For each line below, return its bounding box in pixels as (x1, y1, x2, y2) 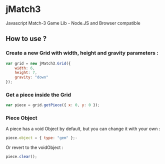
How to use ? (5, 34, 47, 43)
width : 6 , (14, 65, 35, 70)
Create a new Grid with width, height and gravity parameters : (5, 49, 159, 56)
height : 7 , (14, 70, 37, 75)
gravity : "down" (14, 75, 49, 80)
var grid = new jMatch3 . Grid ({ (5, 61, 71, 66)
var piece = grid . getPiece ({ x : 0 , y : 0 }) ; (5, 102, 100, 108)
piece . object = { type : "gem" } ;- (5, 135, 78, 140)
